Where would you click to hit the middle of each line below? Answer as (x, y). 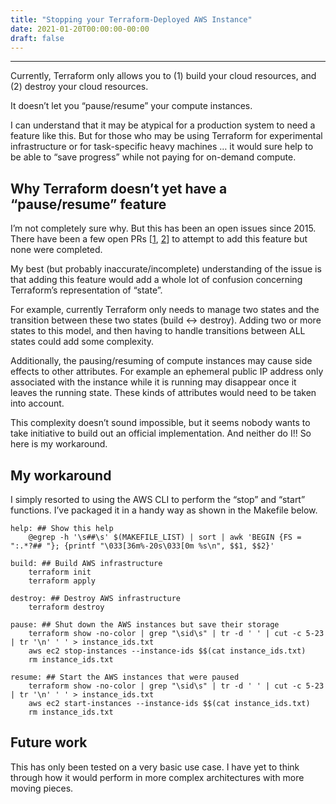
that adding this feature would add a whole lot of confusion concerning (156, 280)
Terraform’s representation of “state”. (86, 290)
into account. (37, 403)
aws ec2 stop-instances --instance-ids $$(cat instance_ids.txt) (167, 651)
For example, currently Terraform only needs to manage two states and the (165, 310)
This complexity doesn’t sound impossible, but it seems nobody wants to (160, 423)
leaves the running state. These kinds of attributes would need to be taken (163, 393)
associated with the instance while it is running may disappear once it (153, 382)
